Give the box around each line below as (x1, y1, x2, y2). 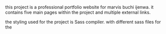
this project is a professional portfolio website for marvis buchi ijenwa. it (5, 4, 154, 10)
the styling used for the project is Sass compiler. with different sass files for (5, 19, 161, 25)
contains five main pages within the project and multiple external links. (5, 9, 151, 15)
